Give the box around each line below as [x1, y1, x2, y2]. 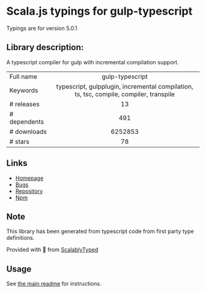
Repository [15, 187, 43, 195]
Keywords [9, 86, 39, 94]
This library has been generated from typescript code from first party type [6, 228, 194, 235]
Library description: [6, 42, 84, 53]
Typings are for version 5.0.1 [6, 24, 78, 32]
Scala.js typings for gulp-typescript [6, 4, 193, 18]
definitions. [6, 234, 35, 242]
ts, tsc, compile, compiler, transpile [74, 90, 175, 98]
